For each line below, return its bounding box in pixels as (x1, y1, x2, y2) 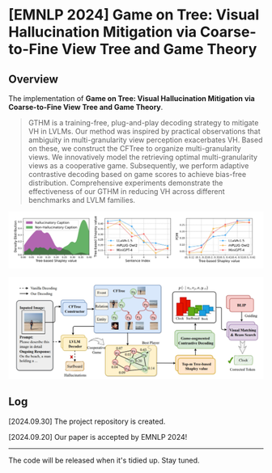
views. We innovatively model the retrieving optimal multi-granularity (28, 152, 257, 162)
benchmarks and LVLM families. (28, 196, 136, 205)
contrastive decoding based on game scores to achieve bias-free (28, 170, 247, 179)
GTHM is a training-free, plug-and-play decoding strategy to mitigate (28, 118, 259, 127)
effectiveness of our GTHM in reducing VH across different (28, 187, 225, 196)
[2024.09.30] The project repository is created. (8, 416, 166, 426)
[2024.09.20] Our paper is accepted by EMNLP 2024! (8, 432, 188, 441)
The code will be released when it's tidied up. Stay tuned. (8, 455, 200, 465)
